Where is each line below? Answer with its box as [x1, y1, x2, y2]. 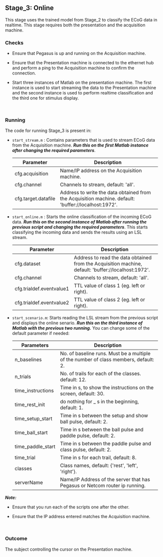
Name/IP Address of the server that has [60, 476, 150, 483]
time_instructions [14, 387, 54, 394]
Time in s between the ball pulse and [60, 426, 144, 433]
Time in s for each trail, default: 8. [60, 454, 137, 461]
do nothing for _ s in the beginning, [60, 398, 139, 405]
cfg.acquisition [14, 170, 49, 177]
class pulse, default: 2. [60, 446, 112, 453]
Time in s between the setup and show [60, 412, 148, 419]
